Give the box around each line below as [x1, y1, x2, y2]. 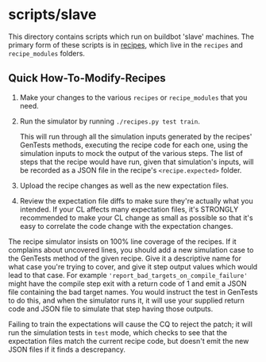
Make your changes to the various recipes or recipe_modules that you [19, 93, 248, 102]
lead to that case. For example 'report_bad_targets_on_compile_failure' [8, 270, 248, 280]
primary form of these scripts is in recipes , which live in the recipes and [8, 40, 244, 49]
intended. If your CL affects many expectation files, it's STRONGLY [19, 204, 239, 214]
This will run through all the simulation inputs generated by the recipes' [19, 131, 253, 141]
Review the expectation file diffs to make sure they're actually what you [19, 196, 253, 205]
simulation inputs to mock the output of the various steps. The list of [19, 148, 244, 158]
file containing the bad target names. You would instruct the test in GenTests [8, 287, 258, 296]
